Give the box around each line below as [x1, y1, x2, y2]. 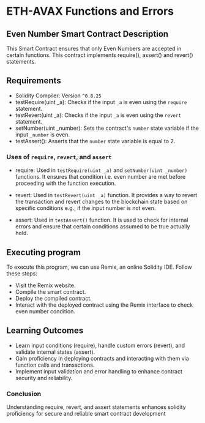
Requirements [6, 75, 61, 86]
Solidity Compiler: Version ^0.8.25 [15, 92, 102, 99]
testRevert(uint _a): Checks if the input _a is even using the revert [15, 111, 182, 119]
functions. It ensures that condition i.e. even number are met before [15, 173, 186, 181]
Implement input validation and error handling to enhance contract [15, 367, 182, 375]
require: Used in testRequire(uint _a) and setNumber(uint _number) [15, 167, 188, 174]
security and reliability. [15, 374, 73, 381]
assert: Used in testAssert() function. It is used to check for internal [15, 216, 188, 224]
